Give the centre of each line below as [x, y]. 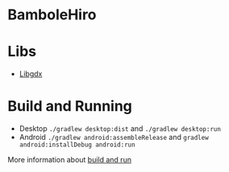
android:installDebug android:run [77, 145]
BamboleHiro [52, 15]
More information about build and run [70, 160]
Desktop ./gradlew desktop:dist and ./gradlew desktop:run [120, 129]
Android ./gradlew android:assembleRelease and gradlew [114, 137]
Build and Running [70, 106]
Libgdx [31, 74]
